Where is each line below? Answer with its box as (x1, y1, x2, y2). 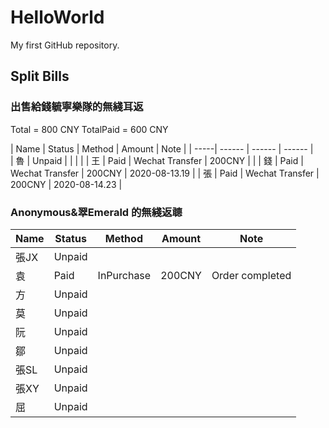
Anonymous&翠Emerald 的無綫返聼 (10, 205, 183, 219)
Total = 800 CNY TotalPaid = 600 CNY (10, 123, 169, 135)
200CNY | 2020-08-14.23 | (10, 178, 123, 190)
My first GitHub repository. (10, 39, 120, 51)
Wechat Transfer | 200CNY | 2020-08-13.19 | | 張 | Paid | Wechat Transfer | (10, 167, 320, 179)
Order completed (211, 268, 292, 282)
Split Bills (10, 68, 70, 85)
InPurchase (97, 268, 152, 282)
